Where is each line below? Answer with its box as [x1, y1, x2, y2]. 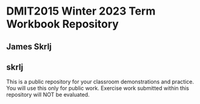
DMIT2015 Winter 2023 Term [6, 4, 156, 18]
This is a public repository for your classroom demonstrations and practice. [6, 78, 194, 86]
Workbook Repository [6, 17, 119, 31]
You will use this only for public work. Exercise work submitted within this [6, 85, 190, 92]
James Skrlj [6, 41, 52, 52]
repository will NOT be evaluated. [6, 91, 90, 99]
